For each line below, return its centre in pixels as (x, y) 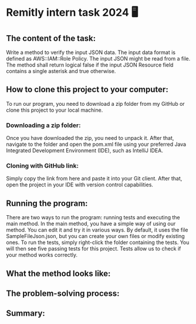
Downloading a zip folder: (43, 125)
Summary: (26, 313)
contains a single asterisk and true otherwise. (61, 71)
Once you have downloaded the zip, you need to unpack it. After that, (90, 138)
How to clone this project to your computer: (87, 90)
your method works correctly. (42, 255)
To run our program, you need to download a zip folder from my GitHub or (95, 103)
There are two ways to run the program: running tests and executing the (93, 218)
